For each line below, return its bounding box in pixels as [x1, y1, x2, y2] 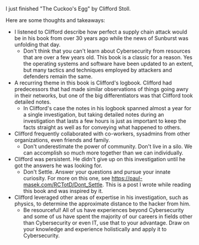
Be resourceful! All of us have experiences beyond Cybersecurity [23, 207, 184, 213]
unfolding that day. [14, 41, 61, 48]
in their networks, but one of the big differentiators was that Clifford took [14, 92, 193, 99]
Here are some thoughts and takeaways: [5, 17, 106, 23]
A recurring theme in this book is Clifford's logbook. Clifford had [14, 79, 172, 86]
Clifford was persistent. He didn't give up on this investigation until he [14, 156, 186, 162]
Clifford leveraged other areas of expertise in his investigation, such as [14, 194, 189, 201]
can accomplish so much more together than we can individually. [23, 149, 183, 156]
